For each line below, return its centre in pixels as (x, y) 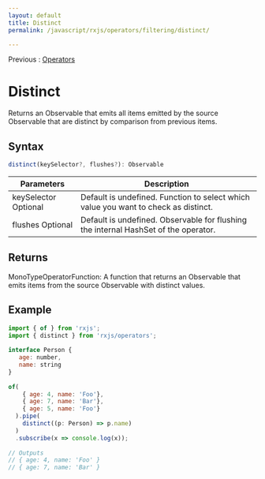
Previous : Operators (42, 59)
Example (30, 310)
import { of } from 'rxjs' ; (54, 328)
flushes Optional (43, 225)
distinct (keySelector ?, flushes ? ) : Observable (86, 165)
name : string (40, 365)
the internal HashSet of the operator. (148, 230)
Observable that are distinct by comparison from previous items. (113, 122)
